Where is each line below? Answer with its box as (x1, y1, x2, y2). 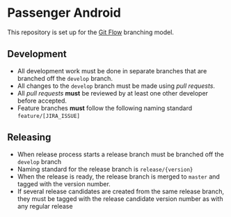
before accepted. (17, 96, 67, 105)
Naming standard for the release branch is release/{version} (17, 165, 193, 173)
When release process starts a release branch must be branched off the (17, 150, 224, 158)
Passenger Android (7, 5, 122, 21)
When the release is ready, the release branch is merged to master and (17, 172, 221, 181)
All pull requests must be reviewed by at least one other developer (17, 89, 209, 97)
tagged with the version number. (17, 179, 111, 188)
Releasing (7, 131, 51, 144)
